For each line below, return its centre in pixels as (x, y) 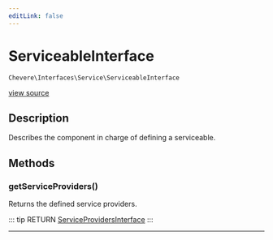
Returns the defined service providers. (73, 204)
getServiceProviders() (54, 186)
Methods (32, 163)
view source (29, 92)
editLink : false (36, 16)
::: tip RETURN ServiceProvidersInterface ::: (81, 220)
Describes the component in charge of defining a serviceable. (112, 138)
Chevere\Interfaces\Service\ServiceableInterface (94, 78)
